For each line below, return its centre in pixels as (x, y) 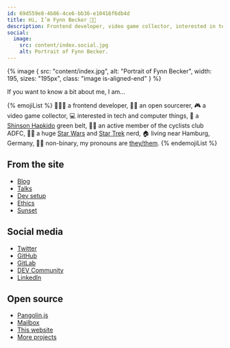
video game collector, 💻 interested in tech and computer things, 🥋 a (103, 115)
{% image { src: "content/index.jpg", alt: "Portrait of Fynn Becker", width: (110, 71)
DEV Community (40, 270)
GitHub (27, 256)
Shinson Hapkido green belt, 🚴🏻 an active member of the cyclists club (105, 125)
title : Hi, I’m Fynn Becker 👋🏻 (52, 20)
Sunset (27, 210)
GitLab (26, 263)
